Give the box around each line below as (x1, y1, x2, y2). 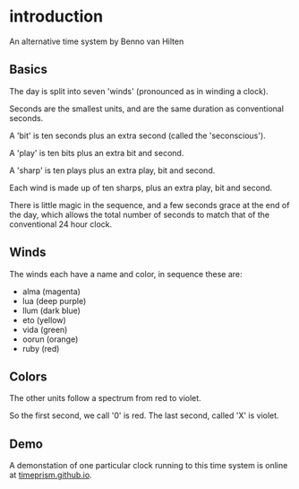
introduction (9, 6, 104, 27)
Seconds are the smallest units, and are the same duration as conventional (9, 103, 285, 114)
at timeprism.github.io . (9, 469, 92, 481)
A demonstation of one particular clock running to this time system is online (9, 460, 288, 471)
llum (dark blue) (21, 305, 81, 316)
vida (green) (21, 324, 68, 335)
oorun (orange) (21, 334, 79, 345)
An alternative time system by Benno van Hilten (9, 36, 184, 47)
